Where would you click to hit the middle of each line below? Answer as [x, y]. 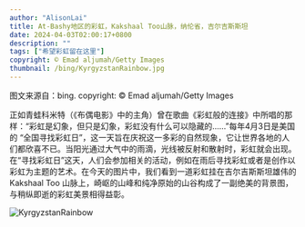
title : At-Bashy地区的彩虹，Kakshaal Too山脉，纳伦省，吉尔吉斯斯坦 [129, 26]
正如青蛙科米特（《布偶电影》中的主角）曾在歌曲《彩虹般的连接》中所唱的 [147, 114]
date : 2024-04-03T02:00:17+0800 [71, 35]
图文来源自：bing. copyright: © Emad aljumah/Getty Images [122, 95]
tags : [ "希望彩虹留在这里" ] [57, 52]
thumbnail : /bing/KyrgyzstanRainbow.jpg [87, 69]
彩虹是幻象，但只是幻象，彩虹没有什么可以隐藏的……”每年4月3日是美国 [162, 126]
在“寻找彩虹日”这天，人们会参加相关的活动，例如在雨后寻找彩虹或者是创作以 [152, 160]
